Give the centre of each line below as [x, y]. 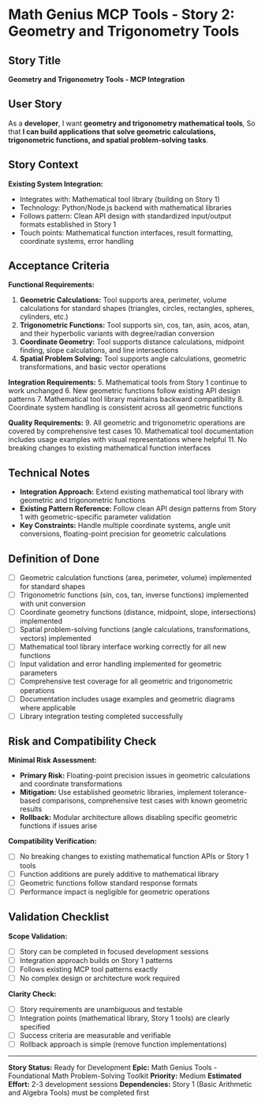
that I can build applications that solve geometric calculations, [112, 131]
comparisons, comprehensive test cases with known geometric [145, 801]
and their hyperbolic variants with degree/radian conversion [117, 334]
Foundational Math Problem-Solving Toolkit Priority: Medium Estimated [125, 1076]
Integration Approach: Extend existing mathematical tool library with [132, 492]
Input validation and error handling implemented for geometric [121, 664]
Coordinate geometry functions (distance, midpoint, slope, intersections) [138, 612]
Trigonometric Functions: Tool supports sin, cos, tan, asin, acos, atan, [134, 325]
